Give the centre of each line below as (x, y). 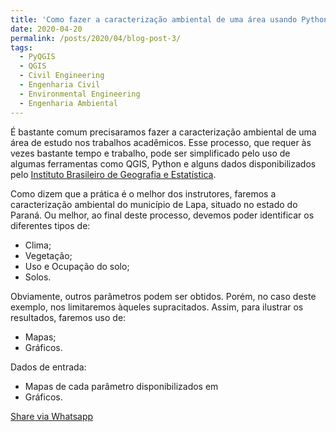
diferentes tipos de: (50, 225)
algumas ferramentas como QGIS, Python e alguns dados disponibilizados (163, 163)
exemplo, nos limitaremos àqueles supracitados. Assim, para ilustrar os (157, 307)
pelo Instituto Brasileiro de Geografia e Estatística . (113, 174)
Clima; (38, 245)
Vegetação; (48, 255)
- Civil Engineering (62, 76)
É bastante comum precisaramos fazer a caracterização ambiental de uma (163, 132)
